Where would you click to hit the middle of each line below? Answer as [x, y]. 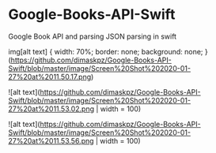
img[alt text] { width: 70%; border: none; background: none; [106, 51]
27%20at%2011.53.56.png [51, 140]
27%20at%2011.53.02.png [51, 109]
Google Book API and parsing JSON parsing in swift [92, 36]
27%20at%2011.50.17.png [50, 76]
